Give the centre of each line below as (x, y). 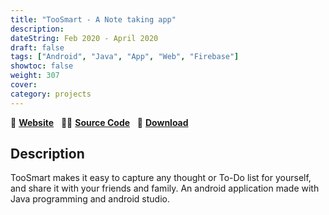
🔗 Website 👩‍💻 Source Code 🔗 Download (99, 122)
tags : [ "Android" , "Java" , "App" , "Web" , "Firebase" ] (125, 57)
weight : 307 (35, 76)
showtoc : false (42, 66)
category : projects (51, 94)
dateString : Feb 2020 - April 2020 (84, 38)
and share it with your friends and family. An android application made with (165, 188)
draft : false (37, 47)
